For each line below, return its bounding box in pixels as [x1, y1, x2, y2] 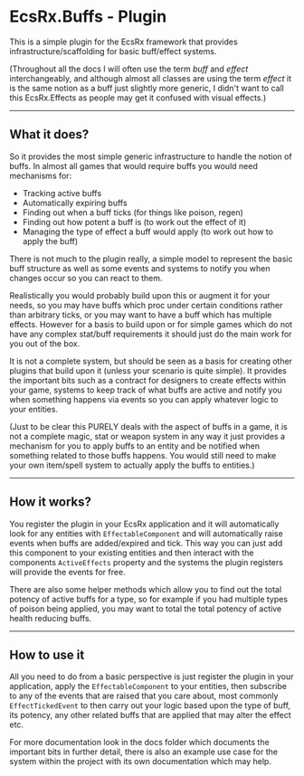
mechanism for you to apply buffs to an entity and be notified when [9, 440, 261, 451]
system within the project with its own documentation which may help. [9, 756, 271, 767]
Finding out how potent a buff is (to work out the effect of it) [22, 216, 247, 227]
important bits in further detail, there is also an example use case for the [9, 746, 279, 757]
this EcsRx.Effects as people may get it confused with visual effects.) [9, 92, 267, 103]
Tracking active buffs [22, 187, 102, 198]
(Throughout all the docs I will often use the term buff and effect [9, 63, 249, 74]
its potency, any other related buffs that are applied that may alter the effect [9, 710, 291, 721]
